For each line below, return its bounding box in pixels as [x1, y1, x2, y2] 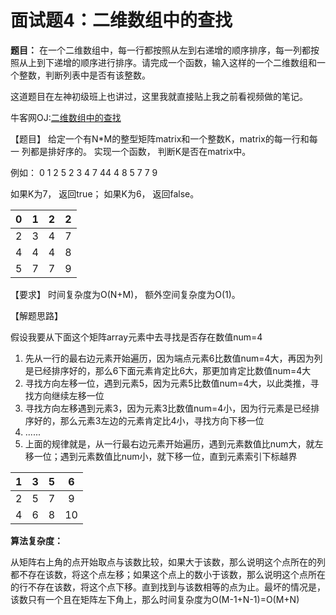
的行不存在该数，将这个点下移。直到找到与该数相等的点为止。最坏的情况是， [10, 581, 326, 593]
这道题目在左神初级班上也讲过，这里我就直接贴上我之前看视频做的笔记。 [10, 90, 308, 102]
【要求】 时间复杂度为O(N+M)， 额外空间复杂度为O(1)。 [10, 288, 241, 300]
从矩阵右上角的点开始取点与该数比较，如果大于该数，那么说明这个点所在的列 [10, 556, 326, 568]
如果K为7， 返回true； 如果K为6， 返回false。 [10, 187, 200, 200]
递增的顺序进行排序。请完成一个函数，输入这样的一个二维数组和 [53, 56, 317, 68]
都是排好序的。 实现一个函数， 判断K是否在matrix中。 [29, 145, 252, 157]
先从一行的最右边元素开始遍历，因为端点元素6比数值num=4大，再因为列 [24, 352, 323, 364]
